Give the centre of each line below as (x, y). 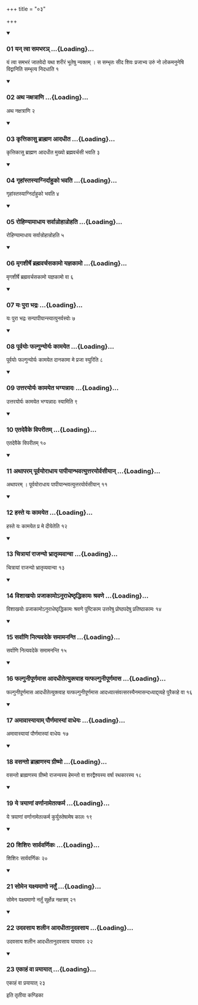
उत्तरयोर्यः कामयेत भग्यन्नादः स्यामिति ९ (42, 401)
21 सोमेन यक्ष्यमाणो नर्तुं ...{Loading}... (54, 886)
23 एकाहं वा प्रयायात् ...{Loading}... (51, 969)
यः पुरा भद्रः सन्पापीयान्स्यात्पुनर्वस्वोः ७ (41, 318)
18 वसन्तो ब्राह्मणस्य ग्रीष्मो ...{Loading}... (57, 761)
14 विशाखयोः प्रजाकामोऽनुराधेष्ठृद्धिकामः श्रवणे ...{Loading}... (78, 596)
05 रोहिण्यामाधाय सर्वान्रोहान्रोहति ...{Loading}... (64, 222)
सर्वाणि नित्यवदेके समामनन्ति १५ (37, 650)
